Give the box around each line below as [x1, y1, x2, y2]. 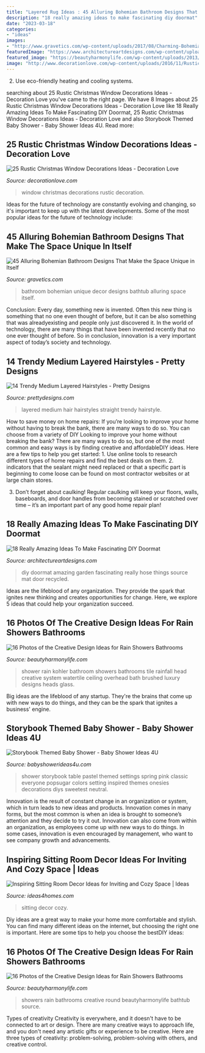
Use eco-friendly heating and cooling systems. [15, 77, 134, 85]
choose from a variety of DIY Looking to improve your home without [6, 430, 178, 438]
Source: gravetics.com [6, 276, 63, 283]
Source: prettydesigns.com [6, 393, 74, 401]
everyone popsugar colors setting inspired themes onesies [21, 779, 170, 786]
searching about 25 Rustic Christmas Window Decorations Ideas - [6, 89, 173, 96]
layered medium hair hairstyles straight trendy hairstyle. [21, 406, 162, 413]
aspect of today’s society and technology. [6, 338, 112, 346]
